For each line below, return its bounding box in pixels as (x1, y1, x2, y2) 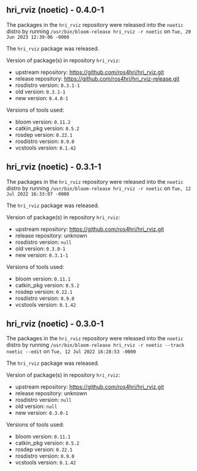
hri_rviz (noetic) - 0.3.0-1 (6, 319, 104, 329)
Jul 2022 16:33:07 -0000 (6, 191, 70, 197)
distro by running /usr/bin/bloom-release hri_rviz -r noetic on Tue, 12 (6, 184, 191, 192)
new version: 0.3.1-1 (15, 251, 68, 258)
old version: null (15, 403, 58, 410)
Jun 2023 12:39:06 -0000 (6, 34, 70, 40)
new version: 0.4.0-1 (15, 94, 68, 101)
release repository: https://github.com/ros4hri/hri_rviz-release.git (15, 75, 180, 82)
